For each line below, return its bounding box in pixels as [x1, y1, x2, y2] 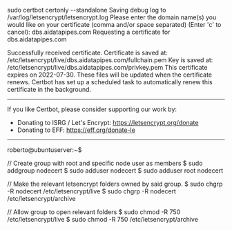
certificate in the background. [7, 86, 92, 93]
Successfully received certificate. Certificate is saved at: [7, 48, 168, 57]
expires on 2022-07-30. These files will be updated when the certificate [7, 70, 213, 79]
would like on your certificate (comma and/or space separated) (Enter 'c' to [7, 21, 222, 28]
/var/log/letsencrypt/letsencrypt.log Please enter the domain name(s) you [7, 13, 217, 21]
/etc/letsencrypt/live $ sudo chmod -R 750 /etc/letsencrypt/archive [7, 215, 199, 223]
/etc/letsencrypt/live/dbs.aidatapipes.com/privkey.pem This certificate [7, 64, 208, 71]
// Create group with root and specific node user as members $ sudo [7, 159, 203, 167]
